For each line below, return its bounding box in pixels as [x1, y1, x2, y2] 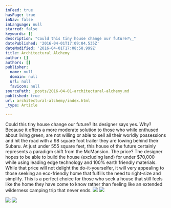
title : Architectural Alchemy [5, 50, 70, 55]
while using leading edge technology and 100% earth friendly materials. [5, 159, 157, 165]
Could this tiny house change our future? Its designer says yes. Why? [5, 121, 152, 128]
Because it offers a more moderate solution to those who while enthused [5, 127, 159, 133]
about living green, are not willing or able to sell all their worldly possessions [5, 132, 166, 138]
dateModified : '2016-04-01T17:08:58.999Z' [5, 46, 97, 51]
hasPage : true [5, 12, 36, 17]
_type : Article [5, 103, 38, 108]
